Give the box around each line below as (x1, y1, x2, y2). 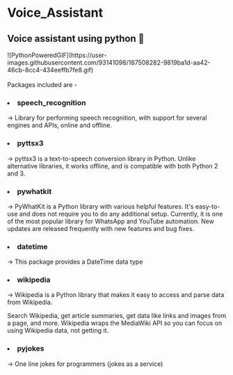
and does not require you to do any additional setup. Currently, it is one (19, 209, 223, 218)
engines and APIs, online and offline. (7, 121, 113, 129)
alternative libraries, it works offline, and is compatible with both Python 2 (7, 161, 218, 170)
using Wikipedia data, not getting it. (7, 326, 109, 335)
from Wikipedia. (7, 298, 53, 307)
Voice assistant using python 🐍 (7, 33, 145, 45)
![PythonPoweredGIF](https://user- (7, 51, 108, 59)
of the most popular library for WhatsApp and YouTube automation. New (7, 217, 214, 225)
